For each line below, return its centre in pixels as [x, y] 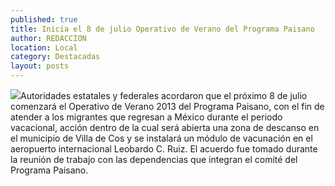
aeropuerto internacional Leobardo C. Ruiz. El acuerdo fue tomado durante [164, 149]
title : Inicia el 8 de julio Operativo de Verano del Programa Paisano [162, 29]
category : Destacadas [55, 57]
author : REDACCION [48, 38]
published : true [44, 19]
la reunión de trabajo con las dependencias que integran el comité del [154, 159]
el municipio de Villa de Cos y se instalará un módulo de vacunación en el [161, 138]
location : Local [44, 47]
